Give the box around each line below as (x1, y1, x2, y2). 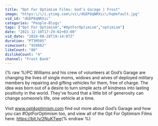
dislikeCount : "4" (5, 52, 42, 57)
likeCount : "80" (5, 47, 38, 52)
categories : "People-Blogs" (5, 20, 62, 26)
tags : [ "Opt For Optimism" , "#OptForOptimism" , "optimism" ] (5, 25, 125, 30)
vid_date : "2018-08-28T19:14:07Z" (5, 34, 75, 39)
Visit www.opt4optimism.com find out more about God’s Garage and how (5, 106, 151, 112)
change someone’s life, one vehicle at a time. (5, 95, 95, 101)
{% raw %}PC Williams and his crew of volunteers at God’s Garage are (5, 70, 146, 75)
